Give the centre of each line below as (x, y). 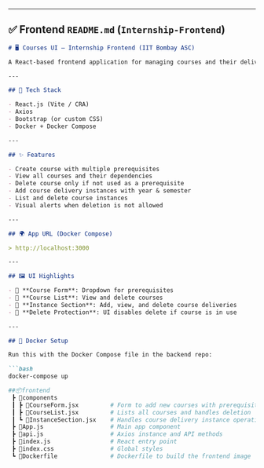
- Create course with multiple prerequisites (84, 169)
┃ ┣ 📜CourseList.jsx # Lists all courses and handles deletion (131, 412)
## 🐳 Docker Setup (38, 341)
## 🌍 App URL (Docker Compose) (60, 234)
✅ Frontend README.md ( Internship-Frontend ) (117, 29)
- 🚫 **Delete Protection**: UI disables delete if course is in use (123, 312)
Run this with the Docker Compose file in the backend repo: (110, 355)
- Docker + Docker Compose (52, 126)
